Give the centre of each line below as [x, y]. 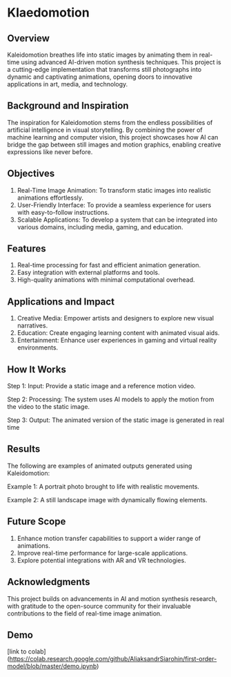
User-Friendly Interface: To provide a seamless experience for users [114, 204]
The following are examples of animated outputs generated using [100, 466]
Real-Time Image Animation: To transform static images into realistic [114, 190]
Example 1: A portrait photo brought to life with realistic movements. [103, 486]
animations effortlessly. [50, 198]
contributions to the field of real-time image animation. [84, 613]
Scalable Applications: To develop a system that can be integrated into [117, 220]
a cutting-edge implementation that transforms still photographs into [104, 69]
